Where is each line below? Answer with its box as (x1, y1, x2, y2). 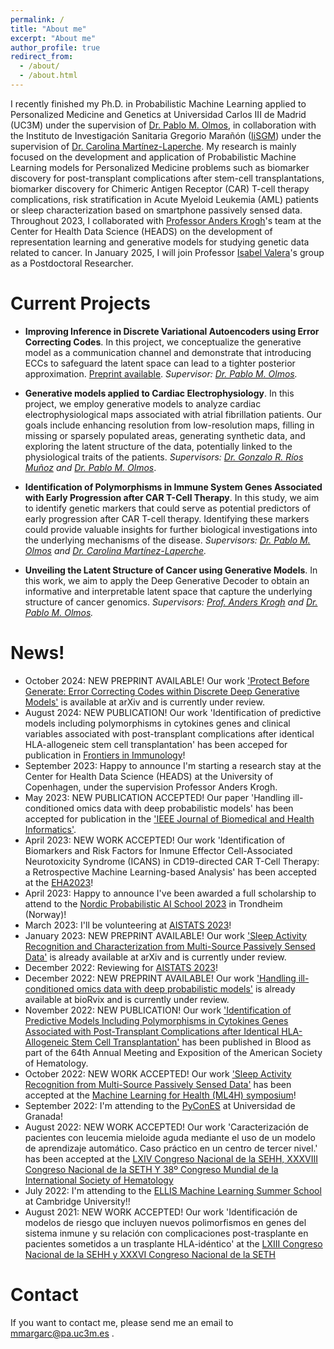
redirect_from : (10, 52, 74, 62)
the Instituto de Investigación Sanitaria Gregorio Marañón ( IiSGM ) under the (10, 129, 322, 141)
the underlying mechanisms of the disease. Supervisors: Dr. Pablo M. (24, 534, 311, 546)
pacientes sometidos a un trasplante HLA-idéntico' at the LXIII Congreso (24, 1237, 323, 1250)
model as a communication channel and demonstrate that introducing (24, 346, 312, 358)
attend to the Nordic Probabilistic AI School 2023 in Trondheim (24, 897, 283, 910)
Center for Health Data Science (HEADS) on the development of (10, 225, 273, 237)
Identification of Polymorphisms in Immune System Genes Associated (24, 481, 323, 493)
